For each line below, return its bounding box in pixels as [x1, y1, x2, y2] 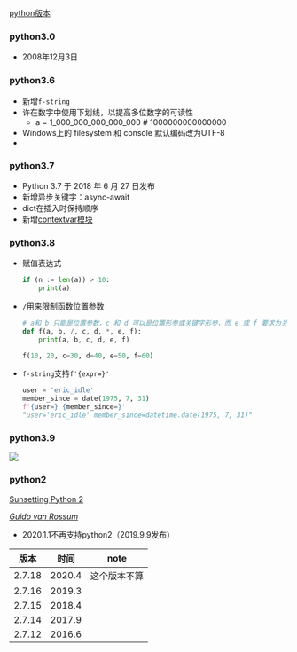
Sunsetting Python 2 [9, 493, 84, 504]
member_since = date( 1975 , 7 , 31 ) [21, 394, 150, 404]
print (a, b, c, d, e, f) [38, 335, 130, 344]
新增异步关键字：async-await [21, 192, 130, 202]
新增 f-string [21, 96, 71, 106]
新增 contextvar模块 [21, 214, 93, 224]
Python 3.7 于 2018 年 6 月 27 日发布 [21, 180, 155, 191]
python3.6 [9, 75, 56, 87]
